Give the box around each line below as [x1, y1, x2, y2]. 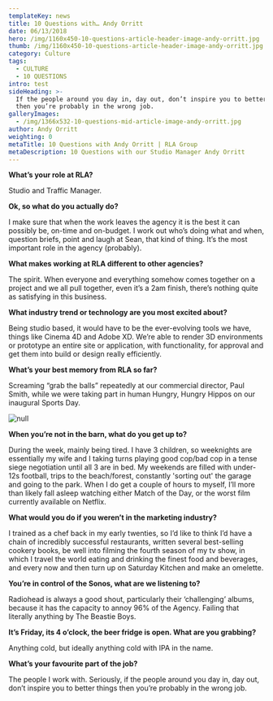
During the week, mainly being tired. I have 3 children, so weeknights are [8, 445, 253, 455]
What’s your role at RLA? [8, 170, 93, 180]
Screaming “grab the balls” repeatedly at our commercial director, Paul [8, 381, 245, 391]
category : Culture [8, 50, 71, 58]
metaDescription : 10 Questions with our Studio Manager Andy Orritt [8, 148, 245, 156]
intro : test [8, 80, 49, 88]
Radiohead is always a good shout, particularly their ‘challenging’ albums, [8, 595, 254, 604]
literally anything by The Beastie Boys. [8, 612, 136, 621]
